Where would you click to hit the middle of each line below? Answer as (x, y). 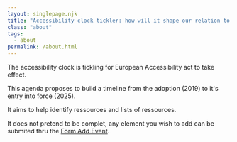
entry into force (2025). (42, 96)
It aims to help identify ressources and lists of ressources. (92, 110)
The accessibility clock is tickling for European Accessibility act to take (111, 67)
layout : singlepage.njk (43, 14)
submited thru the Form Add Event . (59, 131)
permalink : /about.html (43, 47)
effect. (17, 75)
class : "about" (30, 27)
